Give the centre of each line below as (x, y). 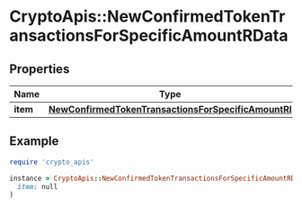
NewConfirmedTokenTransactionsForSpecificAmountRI (170, 109)
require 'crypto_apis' (52, 162)
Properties (40, 69)
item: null (38, 186)
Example (34, 141)
